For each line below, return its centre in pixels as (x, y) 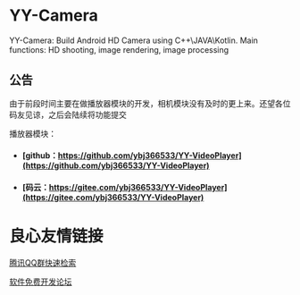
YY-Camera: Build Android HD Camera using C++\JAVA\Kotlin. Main (134, 40)
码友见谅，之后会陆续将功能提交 (68, 114)
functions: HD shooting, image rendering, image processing (119, 49)
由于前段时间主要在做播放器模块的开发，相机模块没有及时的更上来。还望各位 (150, 103)
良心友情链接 (57, 236)
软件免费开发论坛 (41, 282)
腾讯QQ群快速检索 (43, 262)
